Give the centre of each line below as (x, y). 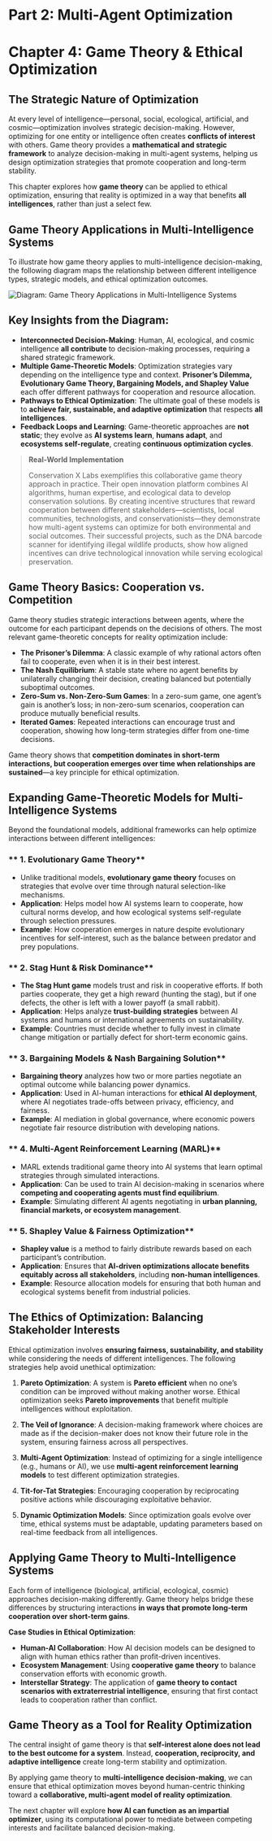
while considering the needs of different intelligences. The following (122, 1358)
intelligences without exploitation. (76, 1408)
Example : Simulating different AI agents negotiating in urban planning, (138, 1201)
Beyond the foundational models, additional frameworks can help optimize (133, 830)
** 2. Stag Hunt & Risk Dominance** (81, 967)
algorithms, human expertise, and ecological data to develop (130, 492)
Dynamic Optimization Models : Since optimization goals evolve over (136, 1515)
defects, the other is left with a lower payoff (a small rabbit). (120, 1003)
